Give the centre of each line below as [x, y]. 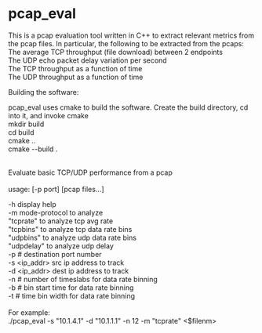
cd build [21, 132]
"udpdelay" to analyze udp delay [61, 246]
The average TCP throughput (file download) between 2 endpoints [116, 52]
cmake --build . [33, 149]
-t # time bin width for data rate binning [72, 295]
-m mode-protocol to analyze [56, 212]
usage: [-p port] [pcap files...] [56, 189]
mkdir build [26, 124]
